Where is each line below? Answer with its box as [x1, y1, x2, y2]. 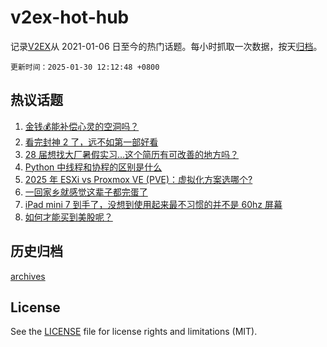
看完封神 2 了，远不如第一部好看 [24, 136, 159, 148]
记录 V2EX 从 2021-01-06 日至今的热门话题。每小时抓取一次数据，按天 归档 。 [10, 40, 323, 52]
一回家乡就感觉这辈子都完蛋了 [24, 186, 148, 198]
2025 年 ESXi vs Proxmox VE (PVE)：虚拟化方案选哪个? [24, 173, 253, 185]
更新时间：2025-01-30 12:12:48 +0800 [10, 62, 160, 72]
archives [10, 270, 46, 282]
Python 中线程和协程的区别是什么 [24, 161, 163, 173]
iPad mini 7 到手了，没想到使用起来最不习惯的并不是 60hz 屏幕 [24, 198, 283, 210]
